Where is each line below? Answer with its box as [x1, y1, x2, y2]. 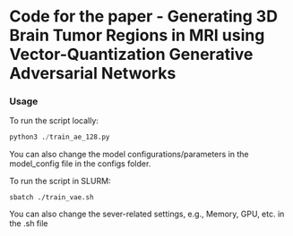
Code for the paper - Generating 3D [9, 6, 278, 27]
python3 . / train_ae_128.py [9, 132, 110, 142]
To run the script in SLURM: [9, 176, 111, 187]
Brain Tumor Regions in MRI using [9, 25, 265, 46]
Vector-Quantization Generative [9, 45, 254, 64]
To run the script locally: [9, 115, 99, 126]
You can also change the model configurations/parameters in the [9, 149, 249, 160]
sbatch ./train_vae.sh [9, 193, 94, 202]
